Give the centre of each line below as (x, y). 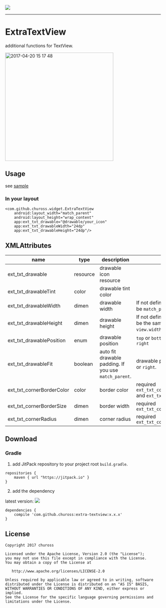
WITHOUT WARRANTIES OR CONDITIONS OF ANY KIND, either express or (75, 589)
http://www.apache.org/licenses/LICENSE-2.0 (58, 571)
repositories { (21, 473)
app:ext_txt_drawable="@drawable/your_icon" (61, 222)
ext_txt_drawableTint (32, 291)
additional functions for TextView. (39, 46)
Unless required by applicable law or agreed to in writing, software (79, 580)
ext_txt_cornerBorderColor (39, 390)
